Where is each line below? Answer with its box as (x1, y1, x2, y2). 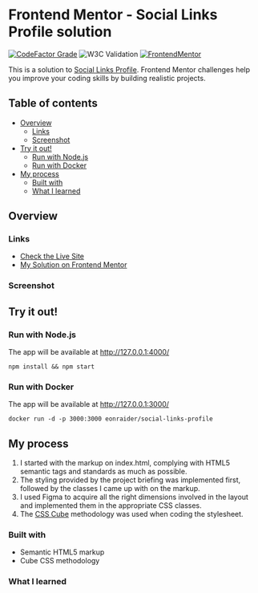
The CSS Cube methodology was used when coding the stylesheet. (19, 510, 244, 519)
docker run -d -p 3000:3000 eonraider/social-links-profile (8, 415, 214, 423)
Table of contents (8, 96, 98, 110)
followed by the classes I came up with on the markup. (19, 484, 200, 493)
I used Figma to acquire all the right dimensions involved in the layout (19, 492, 248, 502)
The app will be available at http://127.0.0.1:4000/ (8, 347, 170, 357)
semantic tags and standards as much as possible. (19, 467, 187, 477)
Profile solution (8, 22, 112, 41)
